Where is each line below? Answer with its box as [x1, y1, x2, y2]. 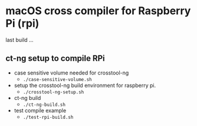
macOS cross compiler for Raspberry [5, 4, 191, 18]
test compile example [14, 106, 67, 114]
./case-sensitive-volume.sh [22, 76, 92, 82]
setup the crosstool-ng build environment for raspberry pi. [14, 82, 156, 89]
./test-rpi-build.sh [22, 114, 74, 120]
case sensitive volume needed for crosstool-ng [14, 69, 129, 76]
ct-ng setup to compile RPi [5, 53, 106, 63]
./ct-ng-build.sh [22, 102, 66, 108]
